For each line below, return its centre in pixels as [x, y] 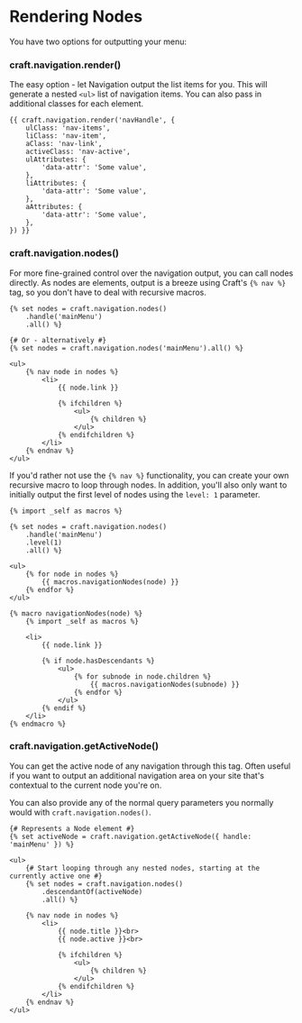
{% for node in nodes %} [72, 574]
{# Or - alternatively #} [58, 340]
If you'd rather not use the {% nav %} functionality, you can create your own [149, 475]
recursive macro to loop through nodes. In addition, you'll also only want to [148, 485]
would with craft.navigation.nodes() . [80, 812]
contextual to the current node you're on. [86, 785]
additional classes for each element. [77, 104]
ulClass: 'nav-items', [68, 128]
